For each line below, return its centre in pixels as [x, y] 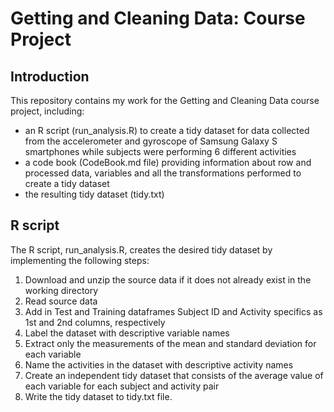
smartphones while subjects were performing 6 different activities [160, 151]
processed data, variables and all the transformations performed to [163, 173]
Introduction [50, 76]
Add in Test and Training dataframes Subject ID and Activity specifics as [173, 311]
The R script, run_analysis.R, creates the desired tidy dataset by [141, 249]
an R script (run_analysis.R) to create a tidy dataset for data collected [167, 130]
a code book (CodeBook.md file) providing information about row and [168, 162]
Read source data [61, 301]
